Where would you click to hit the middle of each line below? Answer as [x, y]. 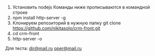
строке [20, 12]
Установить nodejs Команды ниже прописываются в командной [81, 7]
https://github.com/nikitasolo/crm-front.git [56, 28]
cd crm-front [26, 33]
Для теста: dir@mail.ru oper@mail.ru [43, 48]
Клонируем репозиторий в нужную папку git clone [67, 23]
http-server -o [27, 39]
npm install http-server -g [39, 18]
